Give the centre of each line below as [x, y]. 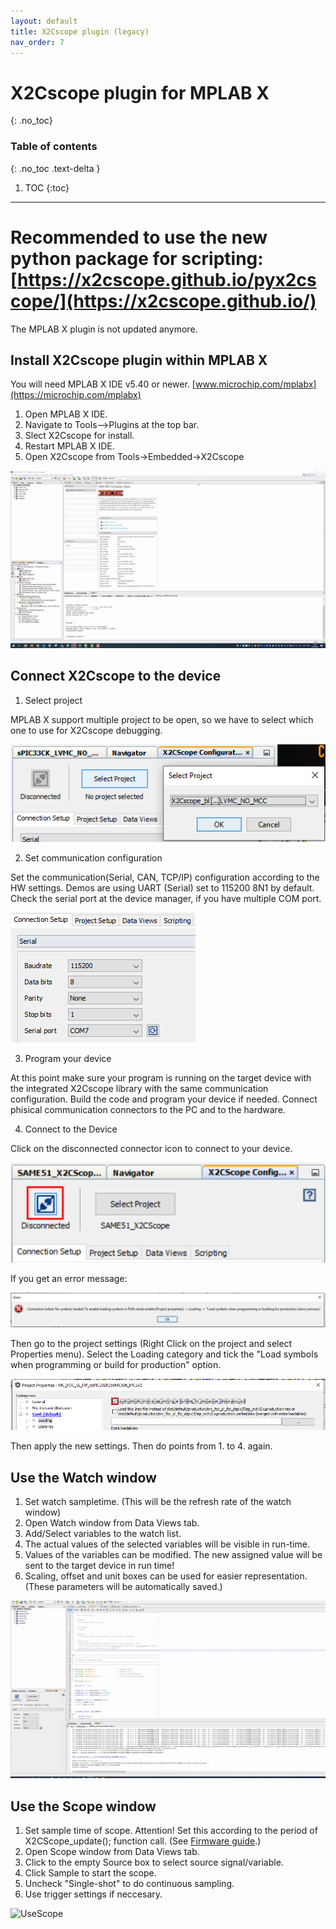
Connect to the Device [71, 1129]
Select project [53, 700]
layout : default [44, 21]
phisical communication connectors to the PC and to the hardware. [148, 1109]
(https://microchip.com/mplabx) [76, 395]
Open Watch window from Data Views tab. [112, 1523]
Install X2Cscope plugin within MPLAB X [139, 360]
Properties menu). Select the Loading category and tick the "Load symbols [164, 1354]
